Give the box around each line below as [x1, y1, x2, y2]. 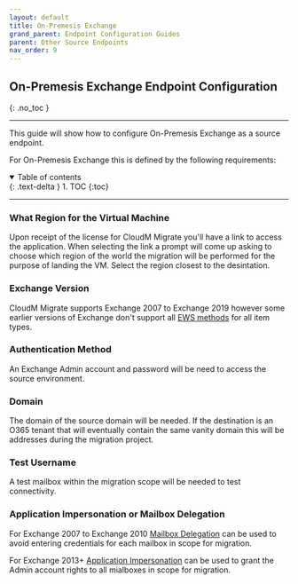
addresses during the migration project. [9, 434, 153, 445]
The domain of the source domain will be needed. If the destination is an [9, 415, 274, 426]
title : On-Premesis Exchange [9, 21, 117, 30]
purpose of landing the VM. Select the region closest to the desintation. [9, 260, 271, 271]
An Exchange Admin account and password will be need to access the [9, 363, 267, 374]
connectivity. [9, 485, 57, 497]
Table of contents [17, 171, 82, 182]
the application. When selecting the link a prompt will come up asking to [9, 241, 272, 252]
